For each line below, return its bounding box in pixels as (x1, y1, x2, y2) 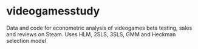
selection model (6, 37, 47, 44)
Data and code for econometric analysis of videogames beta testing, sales (6, 24, 193, 31)
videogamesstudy (6, 4, 100, 18)
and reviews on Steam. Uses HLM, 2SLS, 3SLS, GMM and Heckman (6, 30, 176, 38)
